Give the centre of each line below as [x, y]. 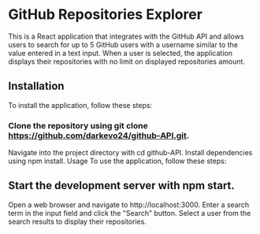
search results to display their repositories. [78, 221]
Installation [36, 86]
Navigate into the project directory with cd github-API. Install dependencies [130, 153]
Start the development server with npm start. [121, 186]
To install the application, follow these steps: [80, 105]
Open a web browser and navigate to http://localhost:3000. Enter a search [129, 204]
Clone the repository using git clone [78, 125]
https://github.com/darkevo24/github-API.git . [99, 136]
